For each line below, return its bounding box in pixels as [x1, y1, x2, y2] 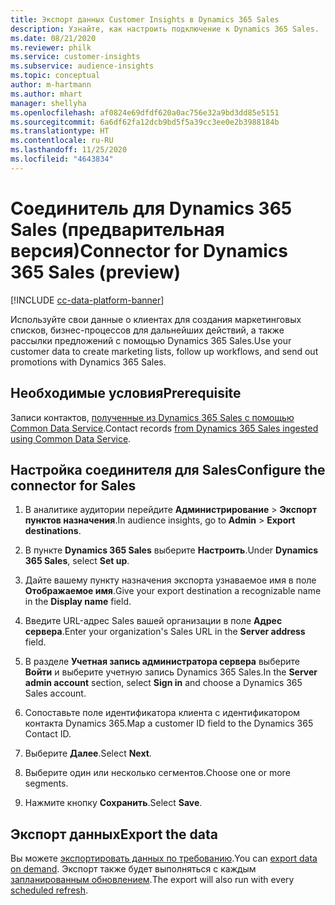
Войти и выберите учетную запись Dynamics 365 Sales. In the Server [24, 666, 318, 678]
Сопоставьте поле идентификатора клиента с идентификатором [24, 707, 301, 719]
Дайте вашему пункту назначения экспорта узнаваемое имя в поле [24, 574, 317, 586]
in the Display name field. [24, 596, 132, 608]
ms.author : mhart [10, 89, 83, 99]
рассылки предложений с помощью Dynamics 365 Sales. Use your [10, 334, 292, 346]
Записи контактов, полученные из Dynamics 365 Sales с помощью [10, 411, 295, 423]
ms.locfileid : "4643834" [10, 154, 114, 164]
